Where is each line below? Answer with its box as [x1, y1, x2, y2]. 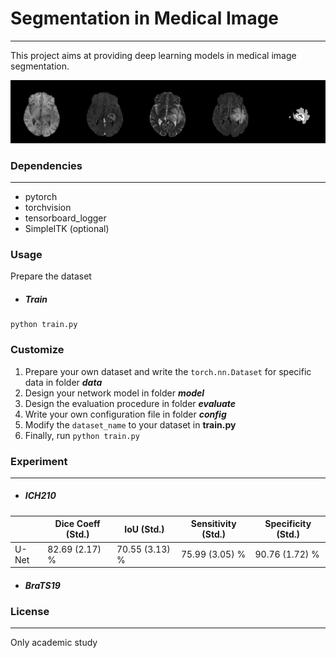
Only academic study [10, 637, 98, 649]
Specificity [264, 518, 312, 530]
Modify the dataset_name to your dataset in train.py [24, 418, 237, 431]
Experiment [10, 454, 68, 468]
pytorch [24, 191, 58, 203]
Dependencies [10, 158, 83, 172]
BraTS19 [24, 579, 61, 591]
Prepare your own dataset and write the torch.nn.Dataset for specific [24, 365, 312, 377]
